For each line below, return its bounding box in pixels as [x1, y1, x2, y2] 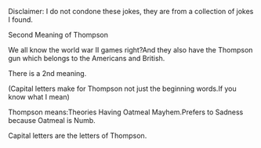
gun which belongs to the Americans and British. [8, 54, 165, 63]
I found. [8, 15, 34, 24]
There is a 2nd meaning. [8, 69, 87, 78]
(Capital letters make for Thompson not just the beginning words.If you [8, 84, 237, 93]
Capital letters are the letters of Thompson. [8, 131, 147, 140]
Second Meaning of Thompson [8, 31, 108, 39]
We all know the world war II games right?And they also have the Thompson [8, 45, 253, 54]
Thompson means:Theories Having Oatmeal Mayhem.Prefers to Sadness [8, 107, 244, 117]
